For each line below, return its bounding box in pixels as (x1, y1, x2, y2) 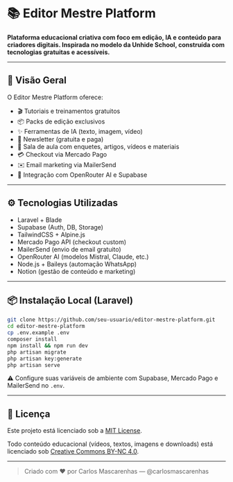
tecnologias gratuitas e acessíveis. (7, 48, 110, 56)
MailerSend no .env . (7, 381, 64, 390)
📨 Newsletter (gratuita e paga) (17, 135, 104, 143)
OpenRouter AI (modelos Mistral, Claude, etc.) (17, 252, 149, 261)
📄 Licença (7, 408, 51, 420)
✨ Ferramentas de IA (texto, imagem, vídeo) (17, 127, 144, 135)
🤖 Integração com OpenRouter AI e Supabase (17, 171, 148, 179)
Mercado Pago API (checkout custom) (17, 237, 127, 246)
